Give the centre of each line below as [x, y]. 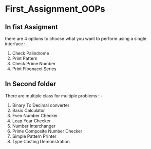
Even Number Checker [35, 115]
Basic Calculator [28, 110]
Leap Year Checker [31, 121]
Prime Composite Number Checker [47, 131]
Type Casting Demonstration [41, 141]
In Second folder [31, 84]
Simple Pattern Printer [34, 136]
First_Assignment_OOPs [55, 9]
